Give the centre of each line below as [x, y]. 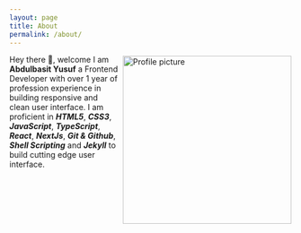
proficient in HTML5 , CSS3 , [61, 116]
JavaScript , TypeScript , [55, 126]
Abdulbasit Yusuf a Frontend [64, 69]
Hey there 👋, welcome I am [59, 60]
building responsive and [54, 98]
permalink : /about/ [46, 34]
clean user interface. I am [57, 108]
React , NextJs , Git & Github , [63, 136]
